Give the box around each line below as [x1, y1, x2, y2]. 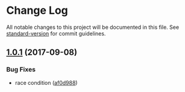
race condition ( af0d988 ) [14, 79, 78, 86]
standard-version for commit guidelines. [6, 29, 106, 37]
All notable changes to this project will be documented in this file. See [6, 23, 180, 31]
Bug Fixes [6, 66, 36, 74]
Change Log [6, 4, 68, 17]
